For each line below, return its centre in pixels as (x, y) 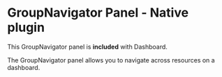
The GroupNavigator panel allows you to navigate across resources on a (111, 60)
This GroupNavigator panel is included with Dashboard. (87, 46)
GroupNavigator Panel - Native (98, 13)
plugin (26, 27)
